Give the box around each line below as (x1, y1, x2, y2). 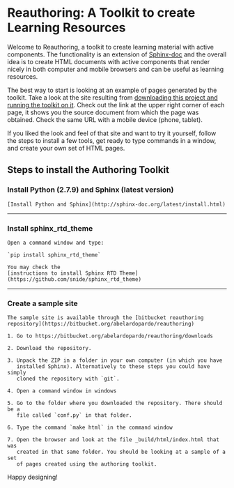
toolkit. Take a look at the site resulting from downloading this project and (7, 93, 218, 102)
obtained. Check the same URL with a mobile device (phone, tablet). (7, 115, 203, 123)
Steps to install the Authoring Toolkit (7, 164, 169, 176)
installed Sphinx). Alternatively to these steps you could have (16, 363, 210, 370)
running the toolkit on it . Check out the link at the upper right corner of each (7, 100, 225, 109)
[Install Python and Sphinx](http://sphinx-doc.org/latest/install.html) (7, 201, 226, 208)
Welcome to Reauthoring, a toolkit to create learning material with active (7, 43, 214, 51)
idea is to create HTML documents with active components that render (7, 57, 210, 66)
